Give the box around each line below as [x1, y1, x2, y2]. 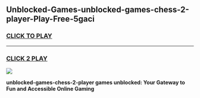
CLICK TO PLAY [6, 32, 52, 40]
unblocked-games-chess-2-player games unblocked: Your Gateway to [6, 78, 186, 86]
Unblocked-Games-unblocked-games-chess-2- [6, 5, 189, 15]
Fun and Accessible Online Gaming [6, 85, 95, 92]
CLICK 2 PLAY [6, 54, 48, 62]
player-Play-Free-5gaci [6, 14, 95, 24]
